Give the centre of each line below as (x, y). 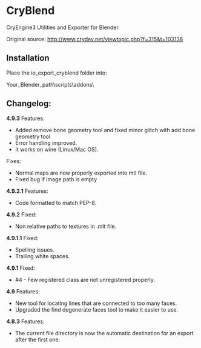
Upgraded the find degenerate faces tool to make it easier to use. (97, 309)
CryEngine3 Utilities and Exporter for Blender (63, 27)
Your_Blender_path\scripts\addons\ (50, 84)
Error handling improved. (46, 142)
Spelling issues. (35, 250)
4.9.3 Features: (25, 118)
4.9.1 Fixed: (21, 268)
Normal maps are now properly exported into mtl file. (81, 173)
